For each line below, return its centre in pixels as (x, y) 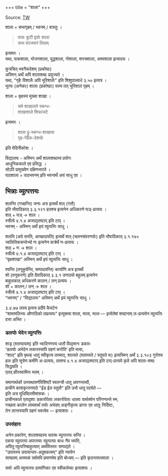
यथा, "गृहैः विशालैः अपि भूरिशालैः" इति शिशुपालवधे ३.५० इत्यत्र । (56, 80)
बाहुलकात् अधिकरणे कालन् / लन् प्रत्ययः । (38, 281)
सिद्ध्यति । (14, 367)
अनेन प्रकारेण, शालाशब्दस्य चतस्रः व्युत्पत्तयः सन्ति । (45, 435)
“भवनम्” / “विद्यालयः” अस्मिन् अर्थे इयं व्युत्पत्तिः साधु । (48, 297)
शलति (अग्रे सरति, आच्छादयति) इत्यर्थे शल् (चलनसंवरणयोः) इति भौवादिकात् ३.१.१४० (72, 236)
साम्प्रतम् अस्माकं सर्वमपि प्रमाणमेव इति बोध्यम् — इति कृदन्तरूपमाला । (59, 458)
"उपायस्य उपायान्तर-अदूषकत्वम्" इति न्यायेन (40, 452)
